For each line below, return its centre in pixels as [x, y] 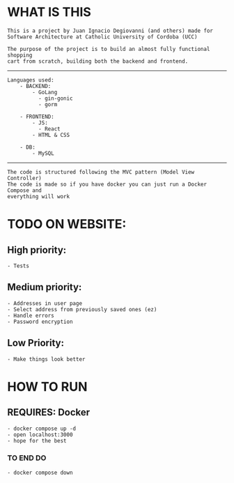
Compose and [24, 190]
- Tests [18, 266]
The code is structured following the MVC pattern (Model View [101, 172]
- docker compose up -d [42, 429]
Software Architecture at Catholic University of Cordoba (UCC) [102, 37]
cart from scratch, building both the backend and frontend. [98, 61]
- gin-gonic [55, 98]
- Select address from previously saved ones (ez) [82, 309]
